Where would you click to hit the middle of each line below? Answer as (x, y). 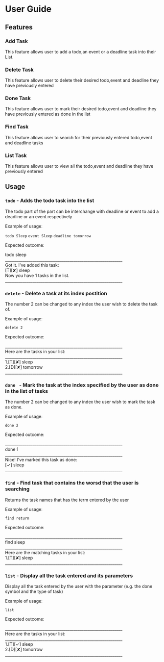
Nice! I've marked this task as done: (41, 460)
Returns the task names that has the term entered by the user (67, 500)
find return (17, 518)
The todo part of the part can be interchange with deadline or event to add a (82, 211)
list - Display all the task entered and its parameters (69, 576)
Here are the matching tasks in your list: (45, 552)
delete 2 (14, 328)
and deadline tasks (24, 143)
